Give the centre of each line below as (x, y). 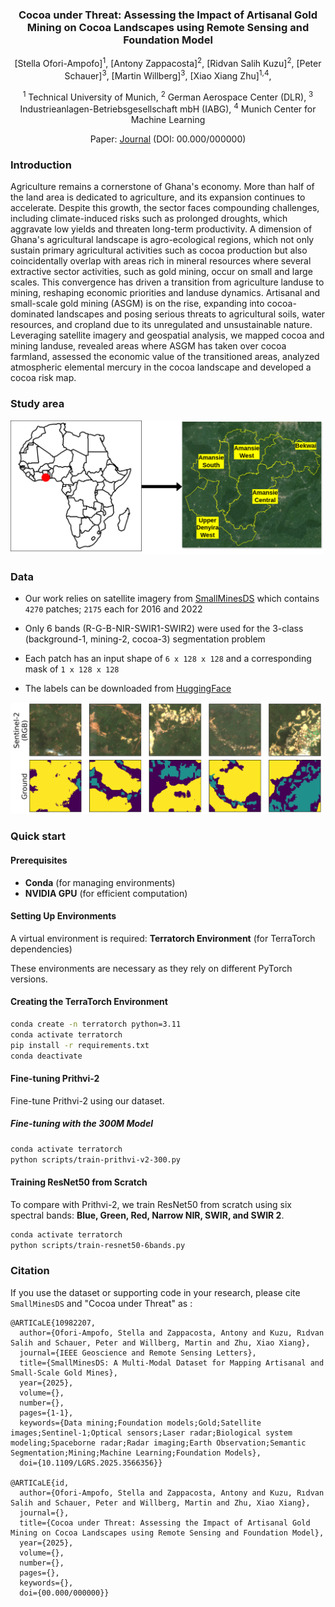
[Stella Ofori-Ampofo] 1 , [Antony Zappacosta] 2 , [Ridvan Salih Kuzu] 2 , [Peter (168, 62)
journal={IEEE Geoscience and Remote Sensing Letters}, (138, 1353)
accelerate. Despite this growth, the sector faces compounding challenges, (165, 208)
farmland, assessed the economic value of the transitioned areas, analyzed (165, 357)
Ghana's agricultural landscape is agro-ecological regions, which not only (162, 240)
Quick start (38, 836)
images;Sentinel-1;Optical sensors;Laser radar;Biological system (151, 1433)
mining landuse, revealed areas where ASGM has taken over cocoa (148, 346)
